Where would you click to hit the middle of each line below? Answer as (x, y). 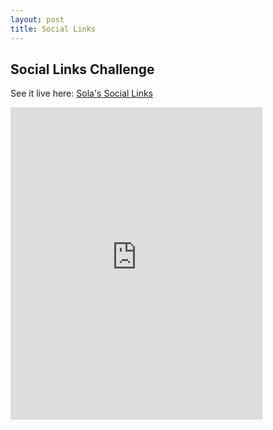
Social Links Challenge (82, 69)
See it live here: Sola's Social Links (82, 93)
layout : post (37, 19)
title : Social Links (53, 29)
